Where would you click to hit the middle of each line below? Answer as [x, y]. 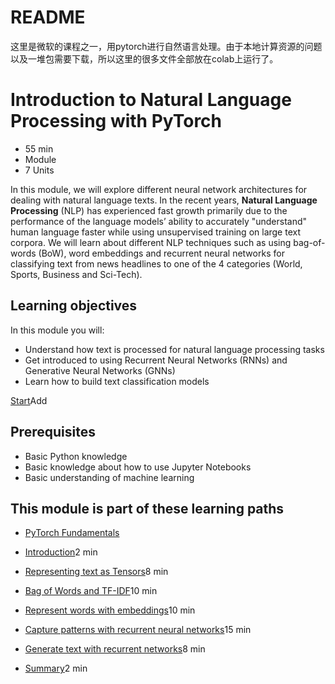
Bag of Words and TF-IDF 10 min [91, 591]
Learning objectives [74, 306]
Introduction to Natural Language [151, 100]
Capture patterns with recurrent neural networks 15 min [138, 630]
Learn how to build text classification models [117, 381]
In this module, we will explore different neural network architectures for [159, 189]
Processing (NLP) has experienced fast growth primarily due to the [149, 210]
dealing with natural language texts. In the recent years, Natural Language [164, 200]
